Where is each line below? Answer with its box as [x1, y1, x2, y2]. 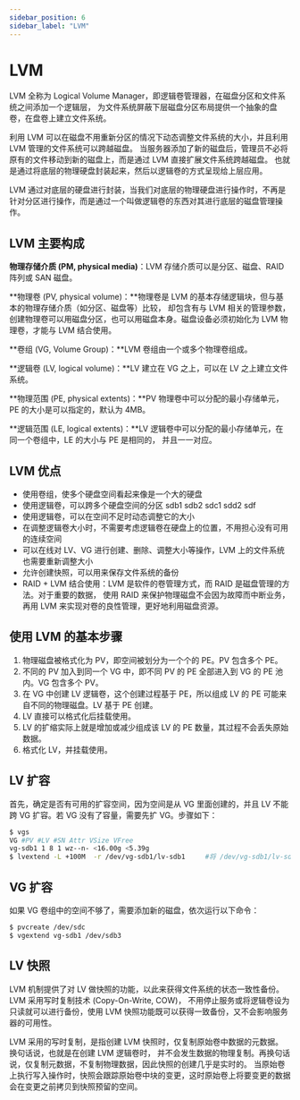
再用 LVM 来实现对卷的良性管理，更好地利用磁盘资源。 [21, 601, 223, 611]
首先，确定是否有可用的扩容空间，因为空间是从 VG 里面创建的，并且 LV [9, 798, 271, 809]
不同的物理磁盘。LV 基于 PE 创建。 [29, 699, 158, 710]
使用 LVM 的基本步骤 [9, 629, 123, 644]
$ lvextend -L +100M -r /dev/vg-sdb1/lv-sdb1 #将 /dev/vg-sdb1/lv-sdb [9, 852, 296, 862]
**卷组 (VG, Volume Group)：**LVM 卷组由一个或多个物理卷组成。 [9, 344, 253, 354]
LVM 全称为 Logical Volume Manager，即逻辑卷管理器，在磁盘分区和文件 [9, 90, 279, 101]
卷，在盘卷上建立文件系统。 [9, 113, 112, 124]
